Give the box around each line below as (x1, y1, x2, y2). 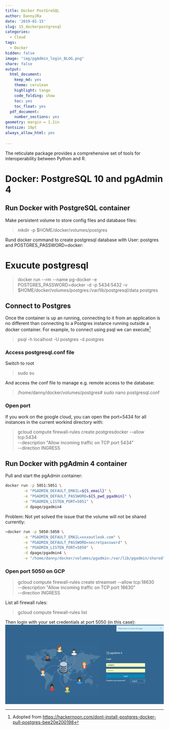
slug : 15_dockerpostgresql (5, 24, 62, 29)
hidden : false (5, 50, 35, 55)
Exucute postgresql (5, 259, 89, 271)
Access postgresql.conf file (5, 349, 74, 356)
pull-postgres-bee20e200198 (12, 719, 74, 725)
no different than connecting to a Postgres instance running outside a (5, 320, 149, 326)
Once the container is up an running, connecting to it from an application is (5, 315, 160, 321)
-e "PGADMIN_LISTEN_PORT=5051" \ (23, 499, 94, 504)
